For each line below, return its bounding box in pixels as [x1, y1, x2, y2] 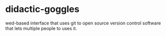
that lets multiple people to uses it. [5, 25, 77, 31]
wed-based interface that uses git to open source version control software [5, 20, 161, 26]
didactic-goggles [5, 3, 80, 15]
